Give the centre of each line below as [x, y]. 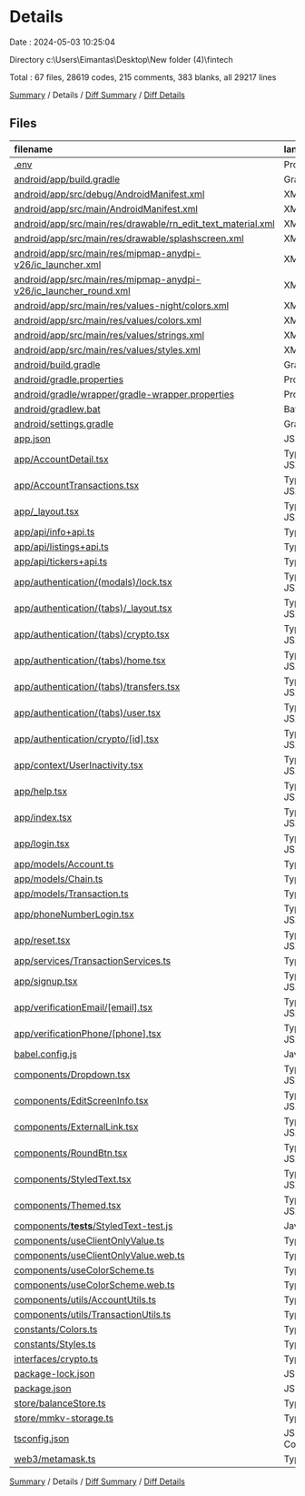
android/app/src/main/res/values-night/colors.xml [122, 305]
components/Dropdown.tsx [72, 1074]
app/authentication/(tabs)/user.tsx [88, 713]
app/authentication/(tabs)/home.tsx [90, 660]
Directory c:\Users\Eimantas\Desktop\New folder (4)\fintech [121, 59]
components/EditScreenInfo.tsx [81, 1100]
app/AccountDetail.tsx [61, 459]
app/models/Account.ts [64, 864]
